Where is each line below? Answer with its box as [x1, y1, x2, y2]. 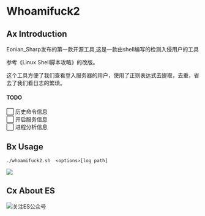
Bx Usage [6, 141, 44, 152]
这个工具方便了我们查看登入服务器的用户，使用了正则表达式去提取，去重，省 [6, 72, 199, 79]
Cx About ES [6, 185, 55, 196]
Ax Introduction [6, 29, 67, 39]
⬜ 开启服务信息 [6, 116, 48, 123]
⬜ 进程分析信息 [6, 124, 48, 131]
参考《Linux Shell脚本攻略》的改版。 [6, 59, 99, 65]
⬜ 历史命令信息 [6, 108, 48, 116]
